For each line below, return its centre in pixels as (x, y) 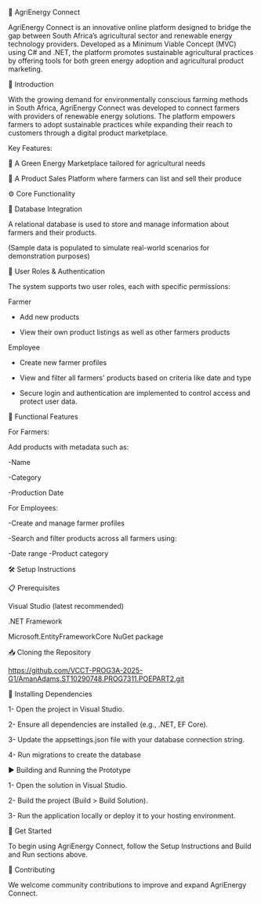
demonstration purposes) (49, 256)
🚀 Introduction (31, 84)
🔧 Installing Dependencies (50, 694)
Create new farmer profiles (63, 362)
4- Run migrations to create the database (74, 755)
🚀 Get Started (30, 831)
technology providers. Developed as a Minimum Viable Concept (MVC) (122, 44)
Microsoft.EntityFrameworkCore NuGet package (86, 637)
